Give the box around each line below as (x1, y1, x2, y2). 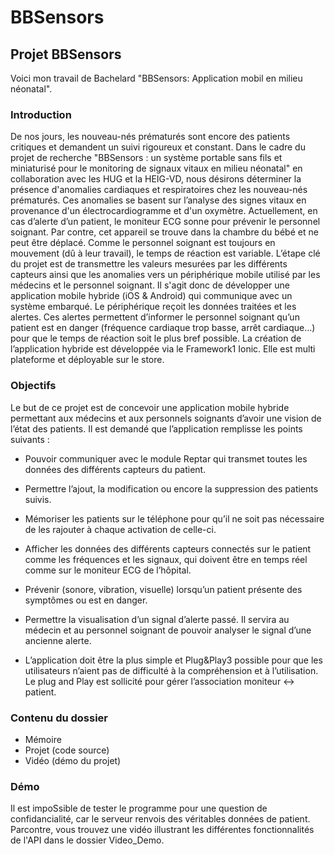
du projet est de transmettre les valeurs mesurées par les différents (10, 258, 288, 270)
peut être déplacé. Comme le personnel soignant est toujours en (10, 237, 276, 249)
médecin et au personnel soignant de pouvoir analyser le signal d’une (24, 624, 312, 636)
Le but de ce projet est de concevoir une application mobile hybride (10, 401, 290, 413)
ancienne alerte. (24, 634, 92, 646)
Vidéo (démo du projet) (24, 754, 122, 766)
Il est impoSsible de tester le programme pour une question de (10, 802, 268, 815)
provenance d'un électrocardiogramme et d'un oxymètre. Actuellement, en (10, 205, 318, 217)
